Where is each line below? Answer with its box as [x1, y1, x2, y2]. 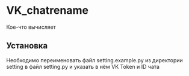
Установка [6, 41, 48, 51]
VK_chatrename [6, 4, 89, 17]
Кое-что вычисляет [6, 23, 56, 31]
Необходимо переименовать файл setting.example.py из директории [6, 56, 184, 63]
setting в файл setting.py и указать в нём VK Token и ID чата [6, 63, 160, 70]
